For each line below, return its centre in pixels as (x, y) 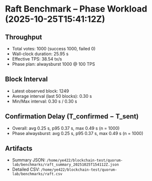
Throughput (24, 37)
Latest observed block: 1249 (41, 91)
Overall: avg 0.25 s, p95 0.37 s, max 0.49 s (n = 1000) (66, 128)
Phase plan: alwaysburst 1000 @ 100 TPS (53, 64)
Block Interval (26, 79)
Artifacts (19, 149)
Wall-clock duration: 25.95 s (40, 54)
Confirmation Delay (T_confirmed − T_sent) (72, 116)
